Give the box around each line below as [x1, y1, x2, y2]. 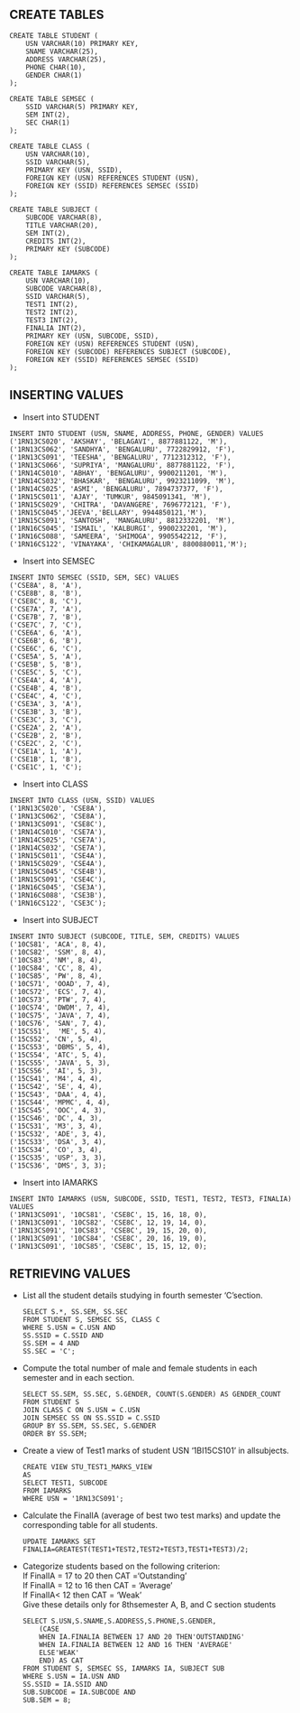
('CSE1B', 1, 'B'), [9, 754, 83, 764]
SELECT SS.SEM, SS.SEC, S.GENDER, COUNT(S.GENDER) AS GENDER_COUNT [22, 1390, 281, 1399]
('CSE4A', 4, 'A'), [9, 675, 83, 684]
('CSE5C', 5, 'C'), [9, 667, 83, 676]
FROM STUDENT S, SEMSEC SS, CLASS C [22, 1316, 160, 1325]
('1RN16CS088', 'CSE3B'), [9, 890, 106, 899]
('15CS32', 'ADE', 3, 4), [9, 1129, 106, 1139]
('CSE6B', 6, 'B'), [9, 636, 83, 645]
